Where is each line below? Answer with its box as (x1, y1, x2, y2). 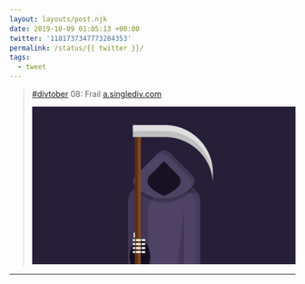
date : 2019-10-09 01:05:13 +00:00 (9, 24, 141, 34)
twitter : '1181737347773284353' (9, 34, 132, 43)
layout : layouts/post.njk (9, 15, 107, 24)
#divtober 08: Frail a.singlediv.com (31, 89, 162, 99)
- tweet (17, 63, 47, 72)
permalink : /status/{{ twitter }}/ (9, 44, 144, 53)
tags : (9, 53, 30, 63)
